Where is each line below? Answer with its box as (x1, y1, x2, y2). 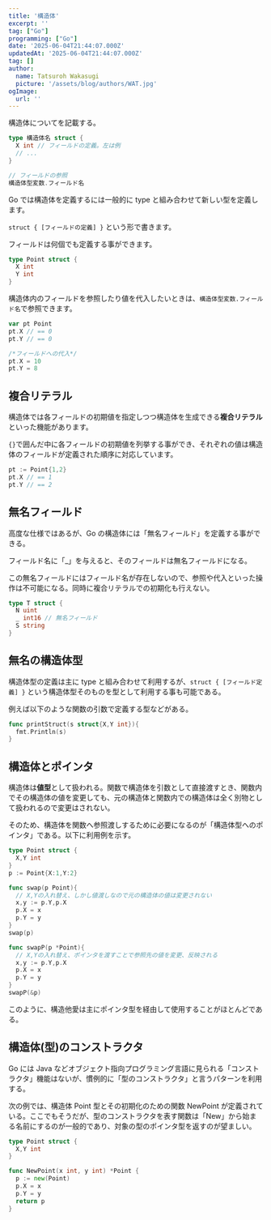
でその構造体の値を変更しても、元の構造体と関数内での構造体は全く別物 (8, 793, 249, 803)
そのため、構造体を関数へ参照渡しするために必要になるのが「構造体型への (8, 820, 256, 830)
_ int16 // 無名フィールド (15, 614, 99, 622)
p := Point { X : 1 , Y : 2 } (8, 868, 78, 877)
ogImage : (8, 87, 38, 96)
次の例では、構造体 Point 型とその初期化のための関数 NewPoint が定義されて (8, 1101, 264, 1111)
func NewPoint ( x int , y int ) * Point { (8, 1167, 139, 1175)
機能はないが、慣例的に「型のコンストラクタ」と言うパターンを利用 (36, 1073, 263, 1083)
